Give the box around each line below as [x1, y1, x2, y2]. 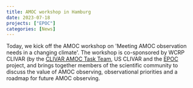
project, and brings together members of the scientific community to [6, 62, 178, 69]
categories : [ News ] [6, 25, 56, 32]
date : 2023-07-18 [6, 15, 51, 21]
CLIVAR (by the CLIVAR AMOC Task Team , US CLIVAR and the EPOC [6, 55, 178, 63]
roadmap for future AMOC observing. [6, 75, 100, 82]
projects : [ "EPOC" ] [6, 20, 56, 26]
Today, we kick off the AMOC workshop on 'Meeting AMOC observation [6, 42, 187, 50]
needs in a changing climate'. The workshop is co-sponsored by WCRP [6, 49, 184, 56]
